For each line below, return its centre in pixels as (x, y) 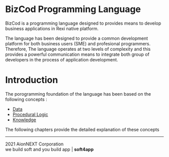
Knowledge (24, 120)
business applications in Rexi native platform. (52, 28)
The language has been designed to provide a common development (77, 38)
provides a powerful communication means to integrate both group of (77, 54)
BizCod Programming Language (73, 9)
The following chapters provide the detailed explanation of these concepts (82, 129)
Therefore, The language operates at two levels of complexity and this (78, 49)
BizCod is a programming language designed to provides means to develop (83, 23)
